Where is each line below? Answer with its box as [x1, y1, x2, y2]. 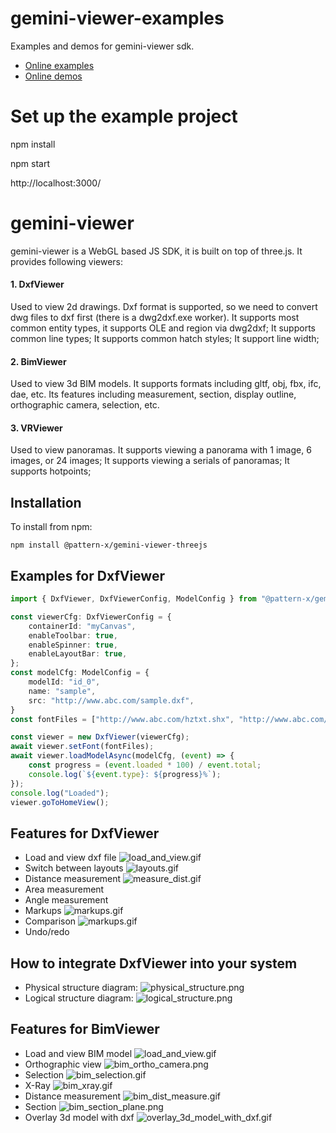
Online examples [24, 59, 95, 71]
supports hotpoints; [10, 465, 92, 477]
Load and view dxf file [24, 852, 117, 864]
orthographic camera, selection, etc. [10, 399, 160, 411]
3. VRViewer [10, 422, 63, 434]
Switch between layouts [24, 862, 124, 874]
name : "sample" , [28, 686, 97, 696]
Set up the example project [10, 105, 238, 128]
